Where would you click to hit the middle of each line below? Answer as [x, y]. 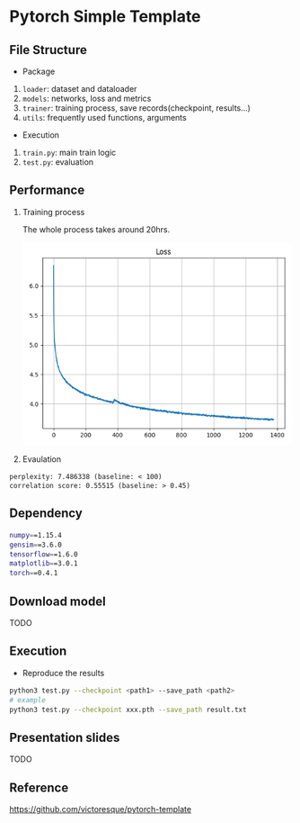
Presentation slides [65, 737]
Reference [39, 787]
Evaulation [42, 459]
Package [39, 71]
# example [28, 700]
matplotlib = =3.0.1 [44, 564]
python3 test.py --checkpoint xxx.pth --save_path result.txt [128, 710]
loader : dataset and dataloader [79, 89]
